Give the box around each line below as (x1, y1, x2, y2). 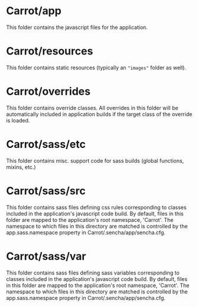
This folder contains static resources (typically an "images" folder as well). (6, 64, 187, 71)
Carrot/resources (6, 44, 93, 58)
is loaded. (6, 117, 30, 124)
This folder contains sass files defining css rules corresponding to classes (6, 203, 187, 211)
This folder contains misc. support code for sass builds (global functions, (6, 157, 184, 164)
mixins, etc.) (6, 163, 37, 170)
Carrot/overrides (6, 85, 90, 98)
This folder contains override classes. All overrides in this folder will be (6, 104, 178, 111)
